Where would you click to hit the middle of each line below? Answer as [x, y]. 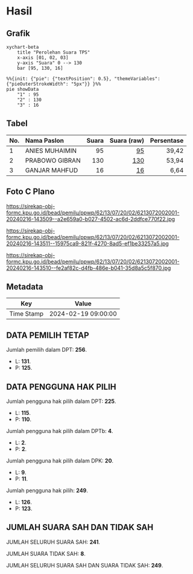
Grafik [18, 33]
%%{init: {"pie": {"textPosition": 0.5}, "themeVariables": [84, 79]
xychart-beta [23, 47]
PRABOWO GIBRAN [53, 160]
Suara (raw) [127, 140]
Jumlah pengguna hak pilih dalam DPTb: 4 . [60, 431]
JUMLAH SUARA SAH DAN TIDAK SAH [80, 527]
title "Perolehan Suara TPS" [54, 52]
